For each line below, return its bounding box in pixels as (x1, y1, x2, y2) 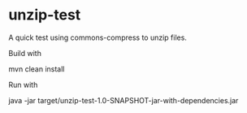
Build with (8, 48, 42, 58)
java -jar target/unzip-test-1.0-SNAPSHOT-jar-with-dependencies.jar (8, 95, 239, 105)
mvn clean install (8, 63, 65, 74)
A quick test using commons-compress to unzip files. (8, 33, 187, 42)
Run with (8, 80, 38, 89)
